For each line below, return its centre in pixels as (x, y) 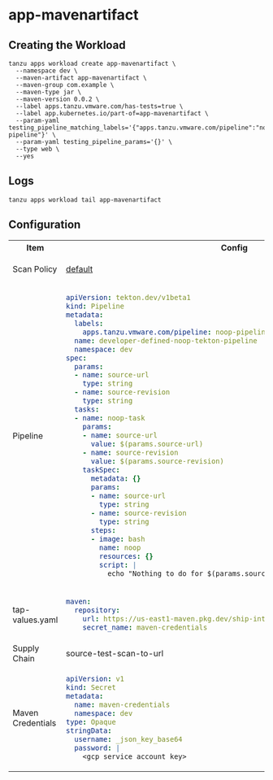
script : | (118, 565)
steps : (103, 531)
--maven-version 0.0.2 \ (58, 99)
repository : (97, 610)
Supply (26, 648)
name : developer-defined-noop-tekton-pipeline (166, 340)
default (80, 268)
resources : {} (126, 556)
